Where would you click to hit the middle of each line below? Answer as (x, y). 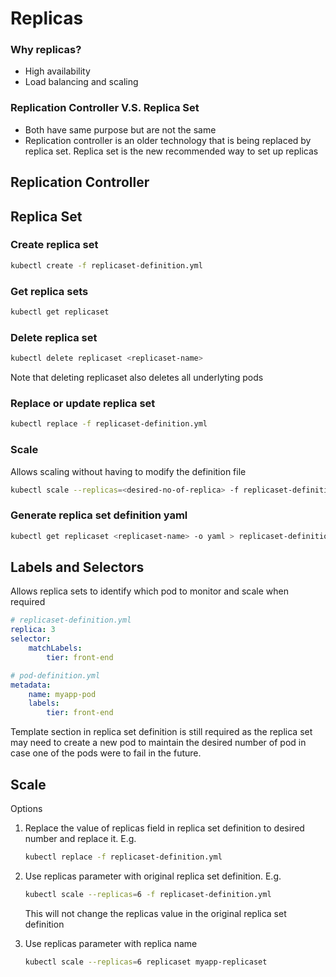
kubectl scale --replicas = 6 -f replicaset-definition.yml (148, 894)
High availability (57, 71)
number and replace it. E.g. (80, 838)
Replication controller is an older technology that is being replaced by (168, 140)
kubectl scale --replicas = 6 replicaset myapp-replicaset (146, 962)
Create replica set (54, 245)
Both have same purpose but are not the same (120, 129)
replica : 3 (33, 630)
